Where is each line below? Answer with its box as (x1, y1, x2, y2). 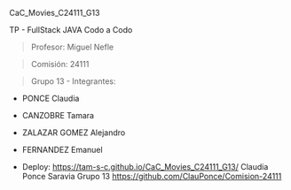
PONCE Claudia (21, 93, 80, 103)
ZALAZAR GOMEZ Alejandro (21, 127, 126, 138)
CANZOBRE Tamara (21, 110, 95, 120)
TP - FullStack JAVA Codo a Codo (9, 25, 133, 34)
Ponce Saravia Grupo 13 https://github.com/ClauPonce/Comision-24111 (21, 171, 282, 181)
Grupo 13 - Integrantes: (30, 76, 117, 87)
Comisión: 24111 (30, 59, 90, 69)
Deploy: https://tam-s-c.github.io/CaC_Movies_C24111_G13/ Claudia (21, 162, 269, 171)
